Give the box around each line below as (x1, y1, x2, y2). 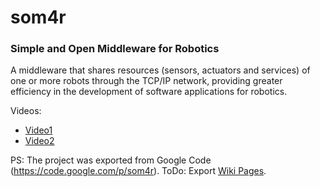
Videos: (10, 105, 42, 117)
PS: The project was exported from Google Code (10, 154, 212, 166)
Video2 (24, 135, 55, 147)
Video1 (24, 124, 53, 136)
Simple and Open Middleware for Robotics (10, 42, 220, 56)
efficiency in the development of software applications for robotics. (10, 86, 288, 98)
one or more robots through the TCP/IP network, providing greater (10, 75, 283, 87)
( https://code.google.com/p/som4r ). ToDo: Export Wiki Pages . (10, 165, 267, 177)
